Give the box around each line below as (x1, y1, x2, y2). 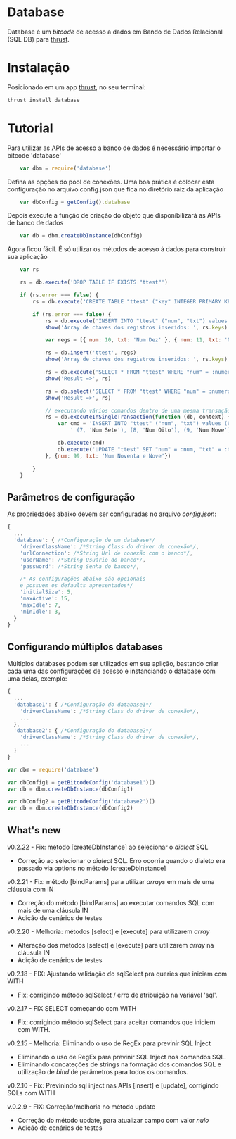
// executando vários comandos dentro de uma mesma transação (44, 407, 231, 414)
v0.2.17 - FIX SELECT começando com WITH (7, 1005, 137, 1012)
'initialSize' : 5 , (20, 589, 74, 596)
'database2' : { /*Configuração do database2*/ (13, 727, 152, 734)
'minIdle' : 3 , (20, 608, 61, 615)
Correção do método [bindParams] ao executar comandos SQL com (17, 899, 215, 907)
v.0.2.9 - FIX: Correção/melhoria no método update (7, 1102, 156, 1111)
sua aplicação (7, 253, 48, 261)
